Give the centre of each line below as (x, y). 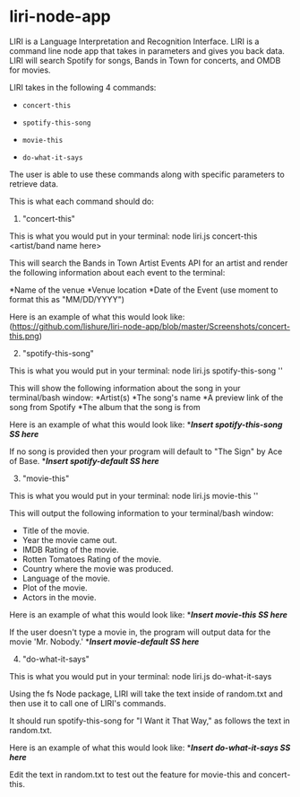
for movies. (30, 70)
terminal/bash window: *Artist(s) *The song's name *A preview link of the (146, 398)
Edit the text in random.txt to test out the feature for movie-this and (133, 775)
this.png (25, 336)
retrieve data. (34, 184)
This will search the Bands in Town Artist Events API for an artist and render (149, 263)
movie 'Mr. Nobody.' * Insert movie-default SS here (104, 641)
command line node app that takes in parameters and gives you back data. (147, 50)
